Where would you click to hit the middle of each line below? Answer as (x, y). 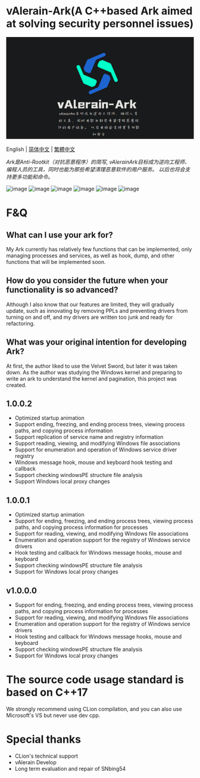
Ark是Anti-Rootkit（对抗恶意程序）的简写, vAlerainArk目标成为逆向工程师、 (98, 162)
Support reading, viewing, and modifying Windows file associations (97, 444)
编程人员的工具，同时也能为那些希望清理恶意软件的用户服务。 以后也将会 (96, 170)
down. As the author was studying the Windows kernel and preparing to (94, 372)
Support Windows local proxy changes (62, 481)
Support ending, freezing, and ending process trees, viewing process (100, 425)
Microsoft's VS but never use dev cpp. (53, 715)
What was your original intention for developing (96, 342)
